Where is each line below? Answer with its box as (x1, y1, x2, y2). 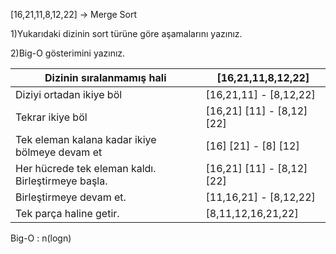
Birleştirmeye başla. (15, 174, 108, 188)
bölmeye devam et (15, 145, 103, 159)
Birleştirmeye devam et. (15, 190, 127, 204)
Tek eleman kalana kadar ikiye (15, 133, 157, 146)
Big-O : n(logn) (10, 232, 72, 244)
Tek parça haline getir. (15, 207, 120, 220)
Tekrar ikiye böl (15, 110, 88, 124)
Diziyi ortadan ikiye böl (15, 88, 123, 101)
